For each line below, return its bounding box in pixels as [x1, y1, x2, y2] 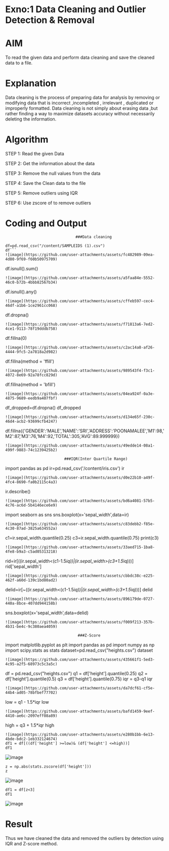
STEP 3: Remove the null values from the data [5, 170, 101, 176]
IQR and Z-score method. [5, 840, 58, 846]
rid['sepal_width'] [5, 563, 42, 570]
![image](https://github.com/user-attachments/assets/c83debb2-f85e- [5, 521, 155, 526]
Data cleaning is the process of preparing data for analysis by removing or [5, 94, 160, 101]
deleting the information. [5, 116, 57, 122]
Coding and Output [5, 217, 87, 229]
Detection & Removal [5, 14, 95, 26]
